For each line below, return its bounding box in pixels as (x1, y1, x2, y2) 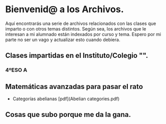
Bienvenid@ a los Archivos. (5, 4, 124, 15)
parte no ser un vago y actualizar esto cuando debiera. (5, 37, 121, 43)
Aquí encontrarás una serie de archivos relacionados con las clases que (5, 20, 156, 26)
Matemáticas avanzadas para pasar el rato (5, 82, 144, 91)
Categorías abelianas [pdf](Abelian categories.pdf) (12, 96, 120, 102)
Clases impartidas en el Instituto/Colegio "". (5, 51, 149, 60)
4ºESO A (5, 67, 27, 74)
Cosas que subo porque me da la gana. (5, 110, 131, 119)
